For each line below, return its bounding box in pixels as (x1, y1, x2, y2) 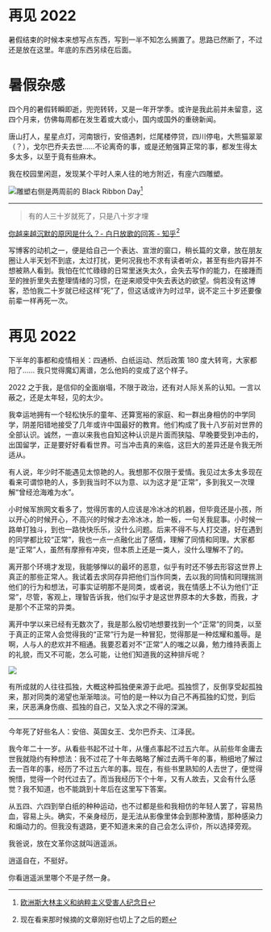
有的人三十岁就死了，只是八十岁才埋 (27, 210, 149, 221)
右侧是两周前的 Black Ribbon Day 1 (31, 185, 144, 196)
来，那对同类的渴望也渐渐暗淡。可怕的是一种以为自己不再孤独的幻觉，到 (8, 692, 248, 701)
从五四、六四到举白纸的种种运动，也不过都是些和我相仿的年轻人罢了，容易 (8, 801, 256, 811)
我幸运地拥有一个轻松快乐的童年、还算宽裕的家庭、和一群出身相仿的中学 (8, 410, 248, 419)
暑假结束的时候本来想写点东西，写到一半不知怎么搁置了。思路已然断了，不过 (8, 35, 263, 44)
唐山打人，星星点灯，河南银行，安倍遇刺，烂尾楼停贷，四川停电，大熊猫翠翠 (8, 131, 263, 141)
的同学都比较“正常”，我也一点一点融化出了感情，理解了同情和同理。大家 (8, 535, 248, 544)
